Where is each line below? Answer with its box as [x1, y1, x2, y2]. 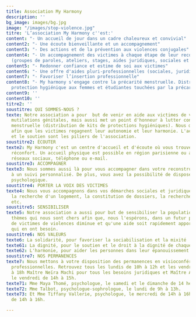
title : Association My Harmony [6, 8, 82, 15]
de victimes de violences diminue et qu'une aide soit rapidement [11, 220, 176, 226]
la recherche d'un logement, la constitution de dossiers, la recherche [11, 194, 192, 199]
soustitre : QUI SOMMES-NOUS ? [6, 106, 80, 112]
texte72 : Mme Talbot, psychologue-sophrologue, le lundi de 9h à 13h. [6, 286, 181, 292]
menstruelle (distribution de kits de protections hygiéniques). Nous [11, 123, 187, 129]
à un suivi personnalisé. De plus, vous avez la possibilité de [11, 172, 171, 178]
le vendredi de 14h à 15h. [11, 275, 77, 281]
